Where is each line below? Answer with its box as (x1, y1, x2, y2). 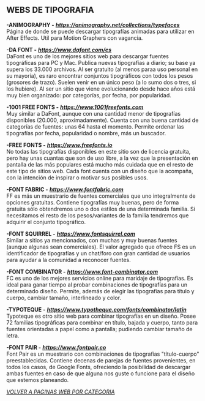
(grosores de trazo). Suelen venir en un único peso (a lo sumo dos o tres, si (6, 78, 196, 86)
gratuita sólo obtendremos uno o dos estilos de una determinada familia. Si (6, 205, 196, 212)
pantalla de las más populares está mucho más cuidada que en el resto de (6, 160, 194, 168)
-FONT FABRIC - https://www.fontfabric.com (6, 186, 124, 193)
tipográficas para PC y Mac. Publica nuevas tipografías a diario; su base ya (6, 59, 196, 66)
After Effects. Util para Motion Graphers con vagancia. (6, 34, 143, 42)
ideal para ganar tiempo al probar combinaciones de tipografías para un (6, 281, 188, 288)
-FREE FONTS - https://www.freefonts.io (6, 141, 113, 149)
